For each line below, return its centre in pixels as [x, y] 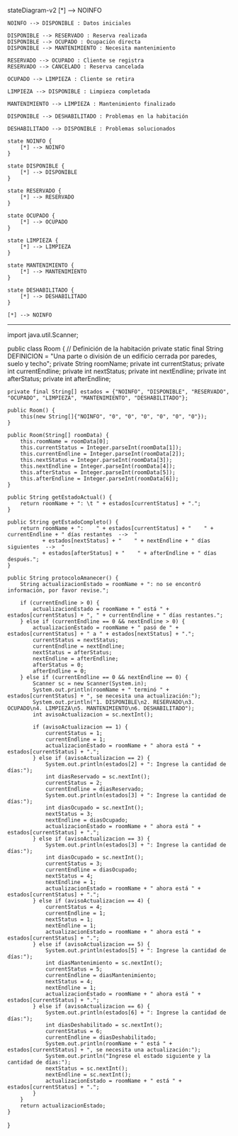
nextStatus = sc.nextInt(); [87, 1069]
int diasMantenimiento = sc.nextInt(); [104, 963]
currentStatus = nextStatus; [76, 640]
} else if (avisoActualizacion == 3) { [92, 839]
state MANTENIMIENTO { [41, 265]
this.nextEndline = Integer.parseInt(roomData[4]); [98, 466]
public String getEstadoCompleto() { [63, 522]
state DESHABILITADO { [41, 290]
